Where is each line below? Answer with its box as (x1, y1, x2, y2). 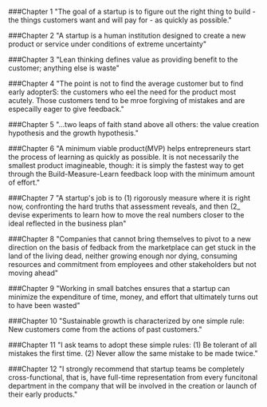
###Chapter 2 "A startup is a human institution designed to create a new (8, 31, 246, 40)
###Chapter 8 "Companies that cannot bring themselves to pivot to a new (8, 234, 251, 243)
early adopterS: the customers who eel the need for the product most (8, 87, 237, 97)
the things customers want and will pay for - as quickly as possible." (8, 15, 233, 25)
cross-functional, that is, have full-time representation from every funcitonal (8, 373, 257, 382)
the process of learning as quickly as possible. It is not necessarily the (8, 152, 239, 162)
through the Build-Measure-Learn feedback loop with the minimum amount (8, 170, 255, 178)
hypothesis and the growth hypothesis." (8, 128, 139, 138)
